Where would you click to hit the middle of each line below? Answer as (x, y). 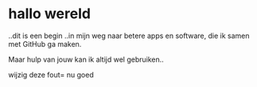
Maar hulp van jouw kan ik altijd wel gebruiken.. (86, 59)
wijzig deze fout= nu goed (51, 74)
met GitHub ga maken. (45, 43)
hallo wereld (50, 14)
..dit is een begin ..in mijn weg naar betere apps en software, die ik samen (129, 36)
